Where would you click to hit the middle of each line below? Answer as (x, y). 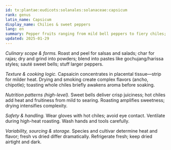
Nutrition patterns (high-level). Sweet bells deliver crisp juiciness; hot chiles (85, 95)
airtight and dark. (24, 142)
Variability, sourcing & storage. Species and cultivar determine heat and (81, 131)
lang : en (15, 29)
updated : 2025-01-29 (27, 39)
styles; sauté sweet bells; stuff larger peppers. (54, 64)
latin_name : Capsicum (28, 19)
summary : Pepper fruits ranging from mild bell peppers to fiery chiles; (86, 34)
